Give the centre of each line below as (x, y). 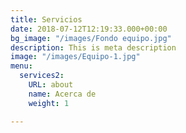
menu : (21, 66)
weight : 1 (49, 103)
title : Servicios (46, 19)
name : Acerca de (62, 94)
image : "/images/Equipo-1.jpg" (75, 57)
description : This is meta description (93, 47)
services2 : (42, 76)
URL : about (51, 85)
